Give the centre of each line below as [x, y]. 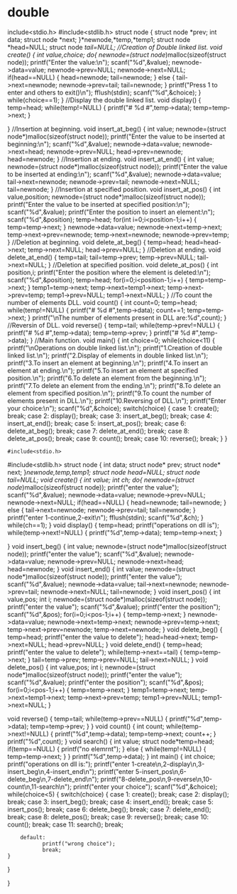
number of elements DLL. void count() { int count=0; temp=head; [102, 302]
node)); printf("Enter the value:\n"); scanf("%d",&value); [89, 62]
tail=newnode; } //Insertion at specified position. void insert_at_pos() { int [114, 189]
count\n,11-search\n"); [40, 787]
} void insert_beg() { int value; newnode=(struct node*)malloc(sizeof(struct [117, 546]
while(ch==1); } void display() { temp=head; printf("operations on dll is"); [114, 525]
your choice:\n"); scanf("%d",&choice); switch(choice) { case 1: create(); [113, 408]
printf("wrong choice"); [79, 844]
